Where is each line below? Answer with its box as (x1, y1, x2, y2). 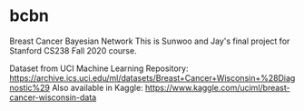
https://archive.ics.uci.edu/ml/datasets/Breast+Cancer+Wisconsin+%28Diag (9, 72, 296, 83)
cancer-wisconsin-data (9, 92, 97, 103)
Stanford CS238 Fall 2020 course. (9, 45, 138, 55)
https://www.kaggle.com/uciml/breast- (144, 82, 290, 93)
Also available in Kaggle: (51, 82, 143, 93)
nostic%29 (9, 82, 50, 93)
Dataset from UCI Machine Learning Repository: (9, 63, 189, 74)
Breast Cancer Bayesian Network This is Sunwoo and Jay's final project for (9, 35, 290, 46)
